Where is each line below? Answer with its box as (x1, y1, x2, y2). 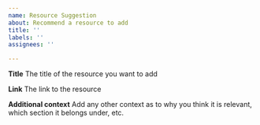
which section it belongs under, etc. (8, 108, 124, 118)
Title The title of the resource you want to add (8, 69, 158, 79)
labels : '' (8, 33, 44, 42)
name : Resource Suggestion (8, 11, 97, 20)
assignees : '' (8, 41, 55, 49)
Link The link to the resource (8, 84, 102, 94)
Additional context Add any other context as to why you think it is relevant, (8, 100, 252, 109)
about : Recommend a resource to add (8, 19, 128, 27)
